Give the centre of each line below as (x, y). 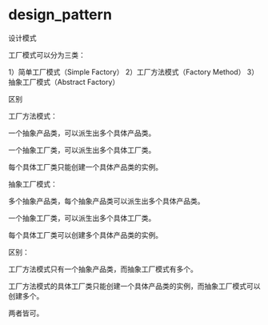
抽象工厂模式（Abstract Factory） (64, 82)
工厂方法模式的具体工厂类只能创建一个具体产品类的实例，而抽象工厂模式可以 (134, 286)
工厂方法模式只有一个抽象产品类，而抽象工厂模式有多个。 (103, 269)
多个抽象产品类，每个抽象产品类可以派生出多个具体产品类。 (106, 201)
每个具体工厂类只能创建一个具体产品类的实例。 (85, 167)
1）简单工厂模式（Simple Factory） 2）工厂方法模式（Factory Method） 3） (133, 72)
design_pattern (60, 15)
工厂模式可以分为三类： (47, 54)
